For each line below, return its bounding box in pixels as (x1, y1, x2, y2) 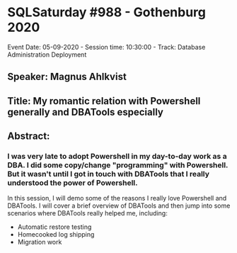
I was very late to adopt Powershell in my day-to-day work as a (7, 152, 228, 162)
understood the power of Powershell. (7, 178, 138, 188)
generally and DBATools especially (7, 106, 164, 118)
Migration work (17, 238, 62, 247)
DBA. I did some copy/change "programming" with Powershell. (7, 160, 229, 170)
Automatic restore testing (17, 223, 92, 231)
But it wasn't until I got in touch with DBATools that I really (7, 169, 210, 179)
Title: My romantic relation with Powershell (7, 95, 201, 107)
